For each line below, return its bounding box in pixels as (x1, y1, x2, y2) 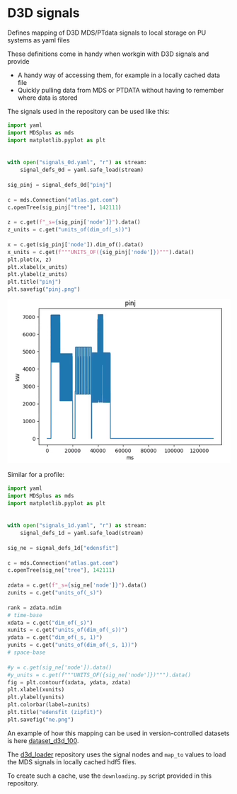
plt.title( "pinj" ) (7, 278, 62, 286)
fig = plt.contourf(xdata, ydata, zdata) (7, 679, 132, 686)
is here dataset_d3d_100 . (7, 736, 79, 744)
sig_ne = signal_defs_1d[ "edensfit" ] (7, 544, 119, 551)
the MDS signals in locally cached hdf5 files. (7, 757, 137, 766)
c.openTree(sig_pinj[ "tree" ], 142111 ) (7, 204, 122, 211)
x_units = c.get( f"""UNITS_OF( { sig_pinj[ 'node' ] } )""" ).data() (7, 248, 195, 255)
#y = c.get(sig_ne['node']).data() (7, 664, 112, 671)
